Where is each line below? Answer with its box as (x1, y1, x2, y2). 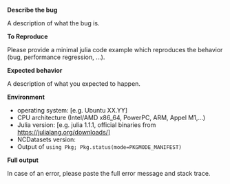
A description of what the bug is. (7, 19, 100, 27)
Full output (7, 156, 39, 164)
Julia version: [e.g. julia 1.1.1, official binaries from (17, 121, 156, 129)
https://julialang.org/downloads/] (17, 128, 111, 136)
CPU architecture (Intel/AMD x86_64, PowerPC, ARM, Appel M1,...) (17, 113, 206, 122)
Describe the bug (7, 6, 58, 14)
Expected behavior (7, 67, 63, 74)
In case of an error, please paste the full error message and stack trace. (7, 170, 211, 177)
